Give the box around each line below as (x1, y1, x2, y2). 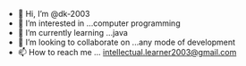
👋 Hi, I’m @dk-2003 (17, 9, 90, 19)
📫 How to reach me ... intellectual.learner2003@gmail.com (17, 47, 237, 57)
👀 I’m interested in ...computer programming (17, 18, 181, 29)
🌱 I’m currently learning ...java (17, 28, 128, 37)
